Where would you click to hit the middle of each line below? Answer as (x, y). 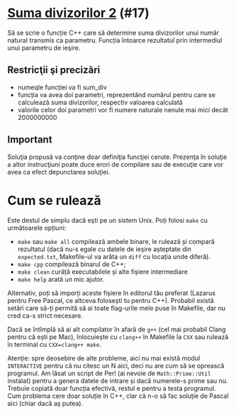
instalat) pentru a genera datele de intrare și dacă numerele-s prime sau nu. (118, 380)
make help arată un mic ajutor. (61, 279)
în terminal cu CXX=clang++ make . (54, 344)
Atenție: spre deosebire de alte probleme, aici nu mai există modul (104, 358)
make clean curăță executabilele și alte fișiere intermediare (102, 272)
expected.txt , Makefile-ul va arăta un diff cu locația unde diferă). (114, 256)
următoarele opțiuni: (37, 228)
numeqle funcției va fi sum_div (62, 87)
